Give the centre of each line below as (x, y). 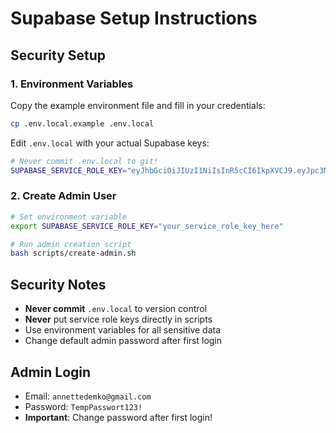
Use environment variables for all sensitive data (123, 330)
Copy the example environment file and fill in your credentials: (138, 105)
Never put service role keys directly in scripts (118, 319)
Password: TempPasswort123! (83, 406)
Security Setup (58, 55)
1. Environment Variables (72, 84)
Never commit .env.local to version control (116, 309)
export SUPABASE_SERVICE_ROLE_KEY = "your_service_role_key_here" (147, 226)
